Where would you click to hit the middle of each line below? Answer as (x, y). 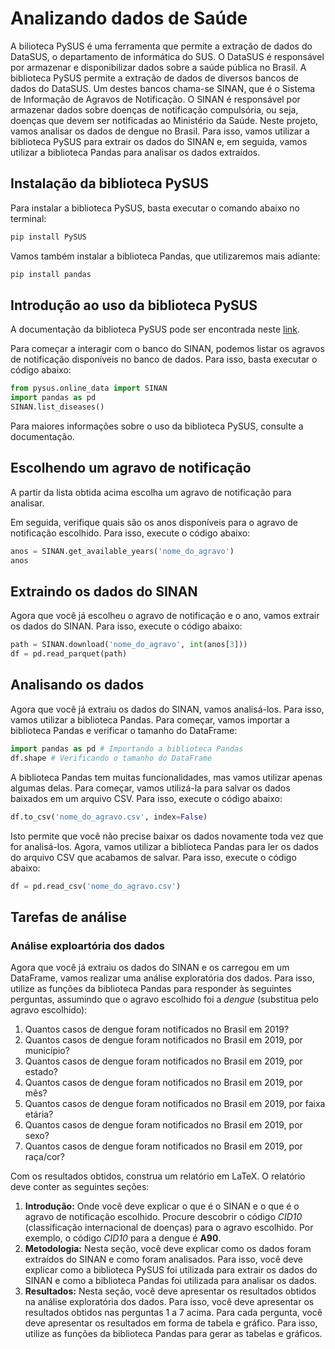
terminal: (28, 218)
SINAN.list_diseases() (57, 407)
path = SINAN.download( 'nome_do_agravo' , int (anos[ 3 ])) (129, 645)
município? (47, 1051)
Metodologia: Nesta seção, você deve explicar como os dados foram (168, 1249)
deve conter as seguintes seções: (80, 1187)
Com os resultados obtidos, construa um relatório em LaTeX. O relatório (158, 1176)
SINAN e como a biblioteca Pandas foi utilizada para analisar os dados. (171, 1281)
